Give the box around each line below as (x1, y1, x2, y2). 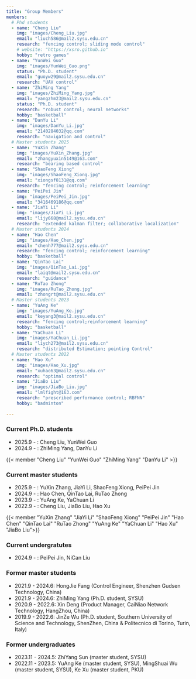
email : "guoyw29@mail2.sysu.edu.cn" (16, 74, 106, 80)
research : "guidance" (16, 275, 69, 281)
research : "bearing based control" (16, 161, 104, 167)
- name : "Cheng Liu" (11, 25, 61, 31)
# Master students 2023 (11, 297, 69, 303)
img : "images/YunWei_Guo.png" (16, 63, 91, 69)
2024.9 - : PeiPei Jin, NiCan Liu (14, 554, 91, 561)
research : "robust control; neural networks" (16, 107, 130, 112)
